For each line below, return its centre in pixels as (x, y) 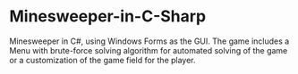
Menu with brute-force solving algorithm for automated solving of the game (149, 50)
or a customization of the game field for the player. (102, 60)
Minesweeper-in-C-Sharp (108, 16)
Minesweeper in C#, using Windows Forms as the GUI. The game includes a (149, 41)
